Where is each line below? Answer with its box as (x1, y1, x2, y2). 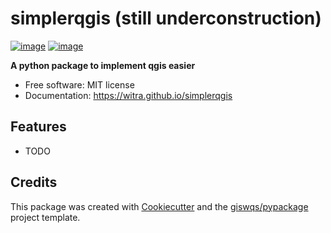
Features (10, 118, 67, 136)
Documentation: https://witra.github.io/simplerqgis (24, 89, 233, 101)
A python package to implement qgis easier (10, 59, 196, 71)
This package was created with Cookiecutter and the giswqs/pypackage (10, 200, 309, 212)
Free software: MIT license (24, 78, 135, 91)
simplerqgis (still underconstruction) (10, 7, 322, 30)
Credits (10, 174, 58, 191)
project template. (10, 211, 81, 223)
